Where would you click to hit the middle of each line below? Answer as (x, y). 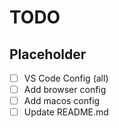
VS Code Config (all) (66, 78)
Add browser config (65, 90)
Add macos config (62, 101)
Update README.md (66, 112)
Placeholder (48, 54)
